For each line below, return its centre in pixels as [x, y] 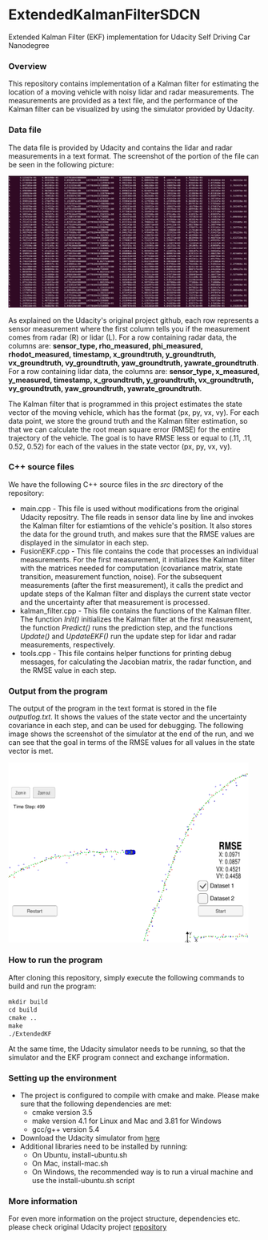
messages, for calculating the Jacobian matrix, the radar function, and [136, 662]
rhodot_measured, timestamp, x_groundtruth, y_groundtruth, [112, 354]
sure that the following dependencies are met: [96, 1104]
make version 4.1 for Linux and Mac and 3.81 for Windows [126, 1121]
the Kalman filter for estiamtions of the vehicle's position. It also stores [136, 525]
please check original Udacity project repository [88, 1227]
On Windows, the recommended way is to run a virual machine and [142, 1172]
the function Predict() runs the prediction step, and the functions [126, 627]
